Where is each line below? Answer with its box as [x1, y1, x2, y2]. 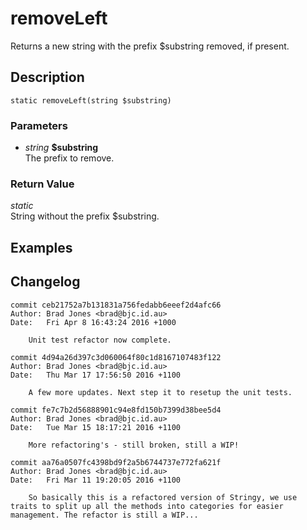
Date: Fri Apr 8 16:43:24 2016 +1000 [10, 317, 177, 327]
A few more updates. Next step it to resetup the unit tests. [28, 387, 293, 397]
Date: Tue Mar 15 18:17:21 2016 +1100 [10, 422, 182, 432]
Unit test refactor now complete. [28, 335, 172, 345]
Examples [10, 239, 73, 256]
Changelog [10, 273, 81, 291]
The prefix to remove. [24, 152, 115, 164]
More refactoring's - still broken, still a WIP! [28, 440, 240, 450]
